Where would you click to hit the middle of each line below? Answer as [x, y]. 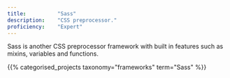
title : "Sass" [42, 14]
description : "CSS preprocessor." [62, 20]
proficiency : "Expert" [45, 26]
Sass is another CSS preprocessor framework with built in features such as [115, 47]
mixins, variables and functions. [53, 54]
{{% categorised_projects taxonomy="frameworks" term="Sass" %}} [107, 68]
